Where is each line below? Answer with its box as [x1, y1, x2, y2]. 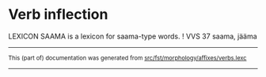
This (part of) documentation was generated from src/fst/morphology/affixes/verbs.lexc [8, 53, 247, 62]
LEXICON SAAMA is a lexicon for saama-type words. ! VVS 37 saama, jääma [8, 31, 257, 41]
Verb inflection [8, 5, 108, 24]
